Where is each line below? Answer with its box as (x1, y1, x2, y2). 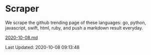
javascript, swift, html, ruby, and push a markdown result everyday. (5, 24, 143, 30)
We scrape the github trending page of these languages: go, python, (5, 19, 146, 25)
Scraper (5, 3, 39, 14)
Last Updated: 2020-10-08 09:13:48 (5, 44, 80, 50)
